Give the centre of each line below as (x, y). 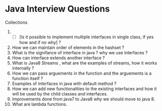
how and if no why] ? (40, 42)
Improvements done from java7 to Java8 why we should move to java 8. (83, 99)
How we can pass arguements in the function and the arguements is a (82, 73)
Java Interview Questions (58, 9)
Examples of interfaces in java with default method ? (64, 84)
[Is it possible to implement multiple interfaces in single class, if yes (86, 37)
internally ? (23, 68)
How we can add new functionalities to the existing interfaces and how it (84, 89)
